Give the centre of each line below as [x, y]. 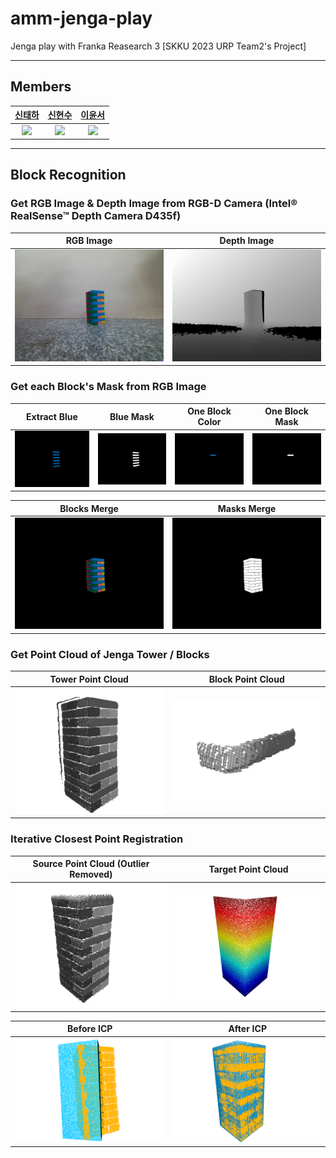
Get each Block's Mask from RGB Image [108, 387]
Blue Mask [132, 416]
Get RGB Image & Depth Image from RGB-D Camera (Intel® [154, 204]
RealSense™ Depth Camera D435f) [96, 216]
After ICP [247, 1029]
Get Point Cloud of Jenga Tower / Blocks [110, 654]
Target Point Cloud [248, 869]
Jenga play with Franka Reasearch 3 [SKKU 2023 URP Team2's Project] [158, 46]
